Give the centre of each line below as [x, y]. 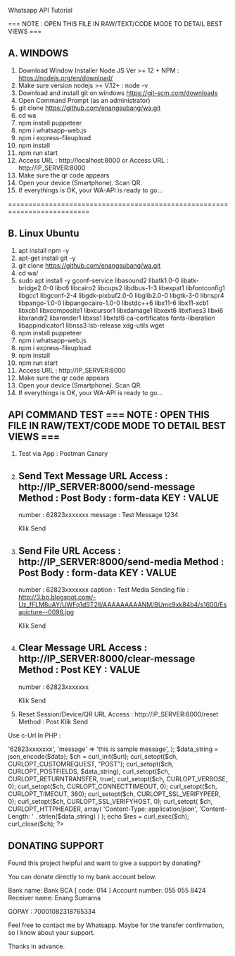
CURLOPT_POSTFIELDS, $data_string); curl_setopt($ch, [89, 771]
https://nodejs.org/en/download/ [65, 77]
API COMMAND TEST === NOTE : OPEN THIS [109, 415]
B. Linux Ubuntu [44, 234]
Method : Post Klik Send [53, 721]
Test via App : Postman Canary [63, 454]
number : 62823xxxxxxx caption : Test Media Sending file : [103, 590]
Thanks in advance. [37, 946]
